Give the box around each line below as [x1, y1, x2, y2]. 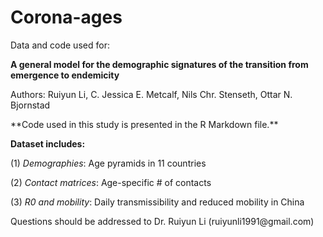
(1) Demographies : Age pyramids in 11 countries [10, 157, 207, 169]
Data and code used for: [10, 39, 110, 51]
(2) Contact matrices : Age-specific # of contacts [10, 176, 212, 188]
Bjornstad [10, 99, 51, 111]
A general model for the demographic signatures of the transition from [10, 58, 309, 70]
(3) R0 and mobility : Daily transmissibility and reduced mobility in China [10, 196, 305, 208]
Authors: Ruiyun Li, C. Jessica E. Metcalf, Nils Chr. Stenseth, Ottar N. [10, 88, 293, 100]
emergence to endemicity [10, 69, 120, 81]
